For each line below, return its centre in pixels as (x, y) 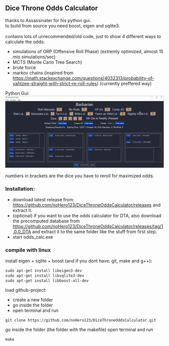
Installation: (20, 189)
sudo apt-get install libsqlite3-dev (45, 276)
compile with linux (28, 250)
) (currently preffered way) (124, 83)
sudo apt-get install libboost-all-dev (47, 281)
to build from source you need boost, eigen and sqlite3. (63, 26)
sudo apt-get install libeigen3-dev (44, 271)
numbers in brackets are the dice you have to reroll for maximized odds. (80, 176)
